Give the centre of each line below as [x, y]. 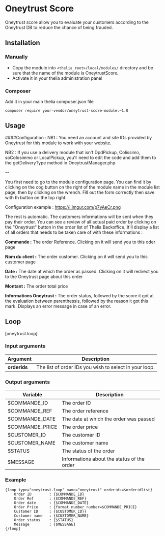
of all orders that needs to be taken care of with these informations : [74, 232]
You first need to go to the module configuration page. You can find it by [78, 182]
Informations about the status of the [103, 459]
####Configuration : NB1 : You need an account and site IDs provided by [79, 137]
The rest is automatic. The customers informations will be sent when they [79, 217]
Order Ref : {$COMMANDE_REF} [50, 499]
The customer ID [81, 435]
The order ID [77, 403]
